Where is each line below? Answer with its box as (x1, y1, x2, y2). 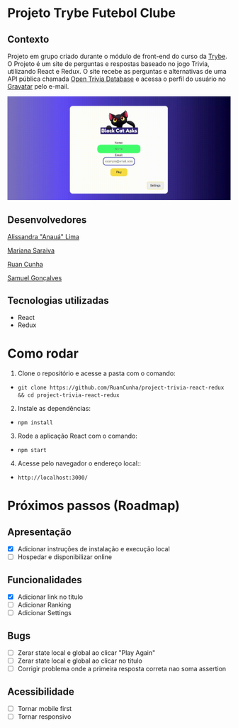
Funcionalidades (7, 573, 83, 586)
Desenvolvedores (7, 214, 87, 226)
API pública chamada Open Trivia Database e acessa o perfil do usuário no (7, 75, 227, 83)
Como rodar (7, 346, 79, 362)
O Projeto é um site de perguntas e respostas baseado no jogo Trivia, (7, 60, 210, 68)
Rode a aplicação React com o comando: (17, 431, 138, 441)
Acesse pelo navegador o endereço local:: (17, 459, 142, 468)
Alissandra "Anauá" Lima (7, 233, 80, 241)
